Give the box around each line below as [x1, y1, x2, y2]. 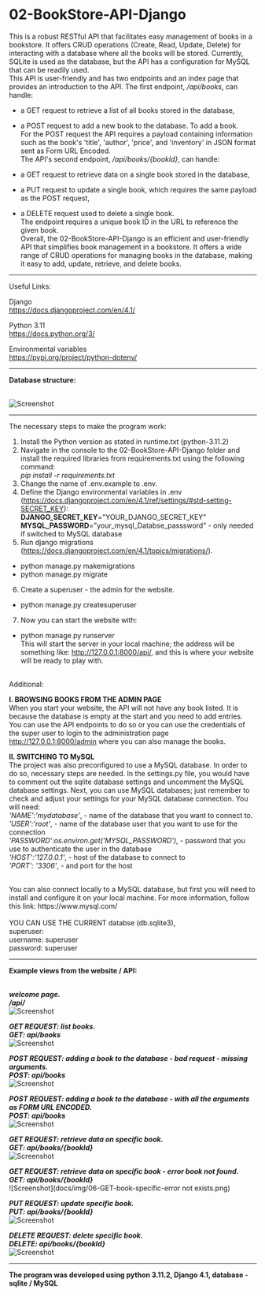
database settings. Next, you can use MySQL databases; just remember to [9, 785, 250, 794]
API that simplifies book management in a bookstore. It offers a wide [20, 242, 242, 252]
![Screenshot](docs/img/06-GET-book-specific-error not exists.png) [9, 1183, 230, 1193]
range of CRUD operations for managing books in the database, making [20, 250, 252, 260]
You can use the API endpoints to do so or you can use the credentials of [9, 719, 246, 729]
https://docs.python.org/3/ [9, 329, 95, 338]
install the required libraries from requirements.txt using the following [20, 454, 245, 463]
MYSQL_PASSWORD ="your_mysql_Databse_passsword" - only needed [20, 521, 254, 530]
